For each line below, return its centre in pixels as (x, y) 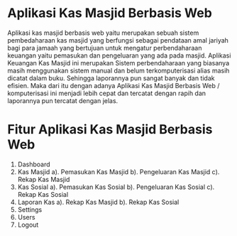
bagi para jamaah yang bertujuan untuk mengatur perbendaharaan (105, 48)
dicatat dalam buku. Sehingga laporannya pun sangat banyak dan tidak (111, 78)
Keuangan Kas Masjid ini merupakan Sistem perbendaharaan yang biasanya (118, 63)
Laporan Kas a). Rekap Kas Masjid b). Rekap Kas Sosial (98, 202)
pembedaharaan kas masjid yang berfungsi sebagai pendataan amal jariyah (118, 40)
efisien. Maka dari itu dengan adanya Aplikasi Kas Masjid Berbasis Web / (114, 85)
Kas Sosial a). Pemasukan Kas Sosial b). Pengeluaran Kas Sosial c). (116, 187)
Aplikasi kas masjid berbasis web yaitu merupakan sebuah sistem (103, 33)
